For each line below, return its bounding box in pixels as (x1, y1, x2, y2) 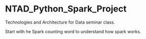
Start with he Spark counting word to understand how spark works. (5, 28, 142, 34)
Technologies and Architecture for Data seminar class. (5, 19, 116, 25)
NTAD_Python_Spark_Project (5, 3, 127, 14)
